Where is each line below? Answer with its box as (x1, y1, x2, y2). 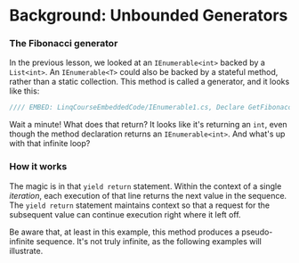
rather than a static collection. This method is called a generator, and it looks (9, 77, 290, 87)
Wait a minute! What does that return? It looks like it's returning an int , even (9, 119, 287, 130)
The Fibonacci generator (9, 37, 118, 50)
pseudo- (241, 226, 273, 237)
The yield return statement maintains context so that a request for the (9, 200, 270, 210)
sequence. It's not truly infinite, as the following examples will (36, 235, 263, 246)
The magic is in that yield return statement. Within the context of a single (9, 180, 282, 192)
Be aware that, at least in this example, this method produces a (9, 226, 240, 237)
